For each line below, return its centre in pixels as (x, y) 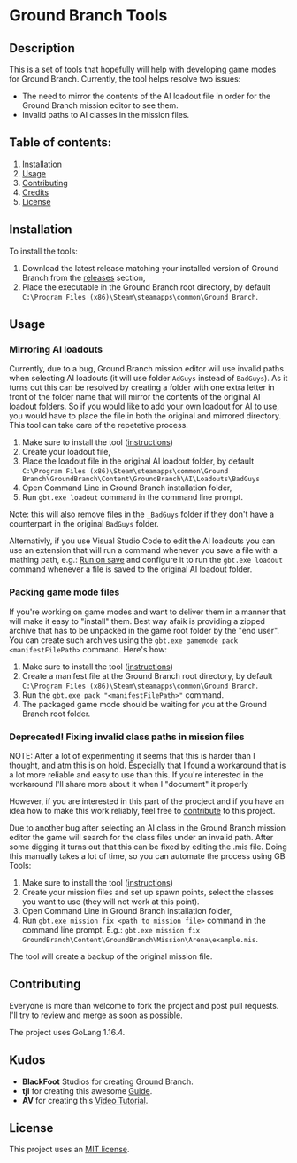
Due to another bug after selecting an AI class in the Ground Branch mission (147, 827)
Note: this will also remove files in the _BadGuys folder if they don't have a (142, 514)
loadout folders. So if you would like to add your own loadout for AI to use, (145, 406)
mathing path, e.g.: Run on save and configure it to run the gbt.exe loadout (146, 560)
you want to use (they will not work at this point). (111, 902)
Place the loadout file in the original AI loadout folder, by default (138, 461)
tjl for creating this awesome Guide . (87, 1090)
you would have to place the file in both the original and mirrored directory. (145, 416)
